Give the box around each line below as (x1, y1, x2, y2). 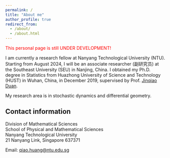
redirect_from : (5, 21, 38, 27)
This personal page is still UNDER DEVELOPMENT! (5, 45, 111, 51)
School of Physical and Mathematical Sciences (5, 126, 103, 132)
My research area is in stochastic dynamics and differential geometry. (5, 92, 152, 99)
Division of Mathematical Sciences (5, 120, 78, 127)
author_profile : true (5, 17, 51, 22)
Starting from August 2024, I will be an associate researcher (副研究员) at (5, 61, 159, 67)
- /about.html (10, 31, 40, 36)
